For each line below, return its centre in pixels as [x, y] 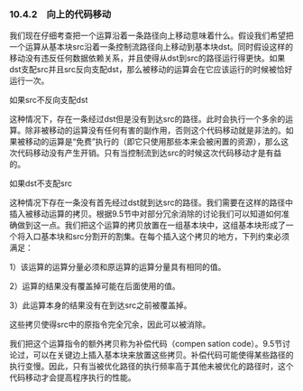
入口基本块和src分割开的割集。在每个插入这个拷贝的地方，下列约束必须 [157, 237]
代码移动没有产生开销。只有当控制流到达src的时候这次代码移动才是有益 [149, 153]
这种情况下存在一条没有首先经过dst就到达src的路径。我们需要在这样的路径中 [151, 203]
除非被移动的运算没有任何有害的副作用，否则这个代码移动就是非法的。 [155, 130]
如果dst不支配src [41, 183]
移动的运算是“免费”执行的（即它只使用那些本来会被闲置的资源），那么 [153, 142]
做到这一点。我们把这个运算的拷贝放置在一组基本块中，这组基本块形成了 [151, 225]
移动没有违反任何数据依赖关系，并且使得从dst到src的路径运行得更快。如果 [147, 58]
